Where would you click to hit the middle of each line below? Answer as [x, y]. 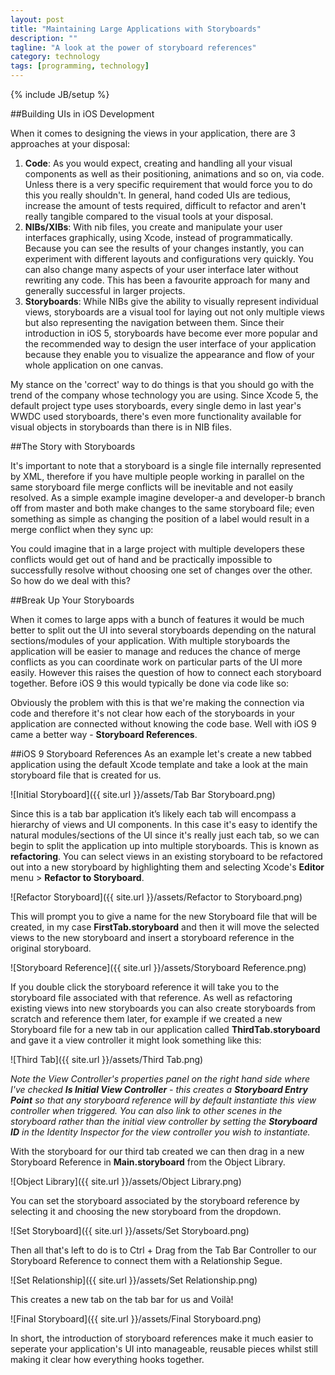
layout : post [37, 19]
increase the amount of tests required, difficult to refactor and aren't [165, 205]
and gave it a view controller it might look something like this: [136, 1040]
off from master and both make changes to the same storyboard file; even [162, 508]
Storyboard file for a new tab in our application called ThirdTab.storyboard [165, 1029]
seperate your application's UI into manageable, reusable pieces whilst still [164, 1349]
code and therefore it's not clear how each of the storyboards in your [153, 713]
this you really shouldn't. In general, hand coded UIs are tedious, [158, 195]
